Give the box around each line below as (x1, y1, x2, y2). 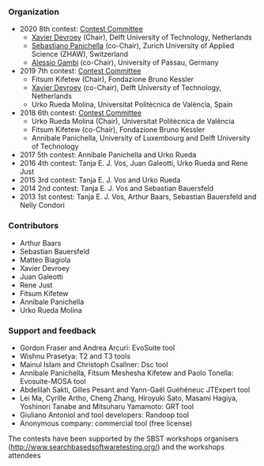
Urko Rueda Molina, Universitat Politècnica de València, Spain (31, 100, 233, 109)
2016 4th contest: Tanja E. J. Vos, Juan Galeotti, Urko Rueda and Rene (19, 159, 249, 168)
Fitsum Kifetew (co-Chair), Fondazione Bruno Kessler (31, 125, 206, 134)
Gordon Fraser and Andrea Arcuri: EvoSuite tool (19, 343, 175, 352)
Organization (8, 6, 59, 17)
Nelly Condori (19, 201, 65, 210)
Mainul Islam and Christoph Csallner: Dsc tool (19, 359, 168, 369)
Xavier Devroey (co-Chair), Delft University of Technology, (31, 83, 222, 92)
